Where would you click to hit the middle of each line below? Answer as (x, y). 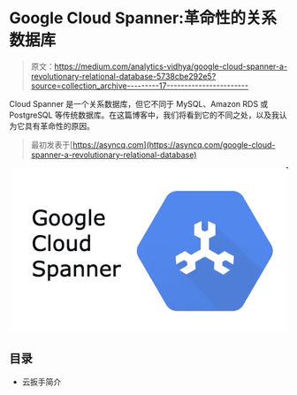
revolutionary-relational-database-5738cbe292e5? (123, 76)
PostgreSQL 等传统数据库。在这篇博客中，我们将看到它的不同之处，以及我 (145, 115)
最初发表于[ (52, 144)
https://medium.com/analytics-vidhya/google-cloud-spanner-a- (171, 66)
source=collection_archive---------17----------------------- (140, 86)
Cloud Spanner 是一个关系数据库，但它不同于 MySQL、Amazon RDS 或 (139, 103)
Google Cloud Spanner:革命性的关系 (143, 18)
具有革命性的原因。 (59, 125)
